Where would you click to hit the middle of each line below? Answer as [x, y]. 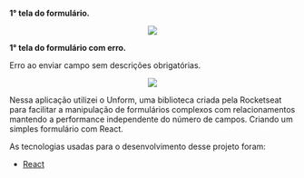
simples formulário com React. [67, 129]
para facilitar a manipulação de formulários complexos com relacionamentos [152, 109]
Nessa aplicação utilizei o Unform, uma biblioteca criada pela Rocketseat [146, 100]
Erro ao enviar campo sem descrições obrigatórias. [105, 65]
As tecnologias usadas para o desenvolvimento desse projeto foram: [137, 146]
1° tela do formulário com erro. [68, 48]
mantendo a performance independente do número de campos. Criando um [151, 119]
